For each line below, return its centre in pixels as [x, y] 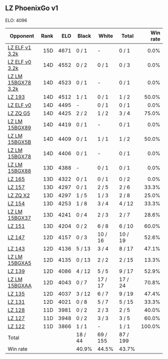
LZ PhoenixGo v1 [32, 8]
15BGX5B [19, 142]
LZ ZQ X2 [19, 195]
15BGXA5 [19, 263]
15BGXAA [20, 285]
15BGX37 [19, 218]
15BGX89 [19, 127]
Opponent [22, 36]
